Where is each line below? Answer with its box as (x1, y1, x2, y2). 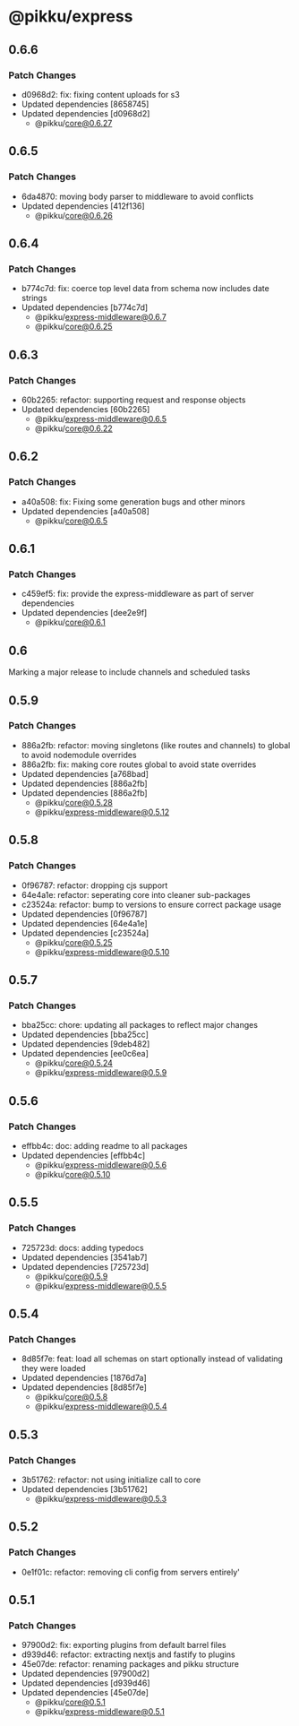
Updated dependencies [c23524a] (21, 928, 149, 938)
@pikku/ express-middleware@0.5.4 (34, 1401, 167, 1412)
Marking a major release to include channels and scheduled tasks (8, 667, 251, 677)
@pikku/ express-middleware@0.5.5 (34, 1280, 167, 1291)
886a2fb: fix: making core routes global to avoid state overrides (21, 759, 257, 770)
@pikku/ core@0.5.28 (34, 797, 113, 807)
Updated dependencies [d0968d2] (21, 108, 150, 118)
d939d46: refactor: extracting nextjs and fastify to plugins (21, 1649, 235, 1660)
